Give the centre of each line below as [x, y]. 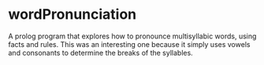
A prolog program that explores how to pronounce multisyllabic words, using [132, 36]
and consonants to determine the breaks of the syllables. [100, 52]
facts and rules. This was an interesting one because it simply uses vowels [129, 44]
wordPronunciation [73, 14]
